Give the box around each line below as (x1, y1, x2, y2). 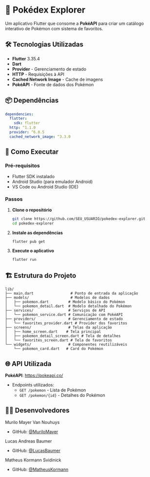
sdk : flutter (14, 121, 40, 126)
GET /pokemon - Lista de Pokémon (19, 387, 86, 393)
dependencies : (5, 111, 34, 116)
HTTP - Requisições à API (12, 71, 65, 77)
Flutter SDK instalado (12, 173, 55, 179)
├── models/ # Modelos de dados (5, 295, 110, 300)
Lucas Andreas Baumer (5, 438, 52, 444)
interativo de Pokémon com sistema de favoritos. (5, 25, 103, 31)
